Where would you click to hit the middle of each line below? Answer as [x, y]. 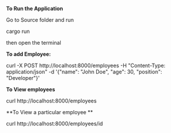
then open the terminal [34, 43]
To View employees [31, 89]
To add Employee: [29, 54]
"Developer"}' [23, 78]
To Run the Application [35, 9]
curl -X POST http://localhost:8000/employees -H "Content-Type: [86, 65]
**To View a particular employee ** [50, 112]
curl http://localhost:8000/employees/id [55, 124]
